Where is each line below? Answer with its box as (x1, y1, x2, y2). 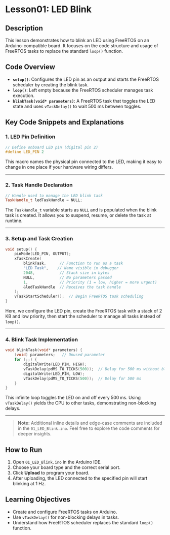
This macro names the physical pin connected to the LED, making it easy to (5, 159, 162, 165)
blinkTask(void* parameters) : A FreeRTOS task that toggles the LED (12, 98, 156, 104)
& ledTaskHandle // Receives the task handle (23, 285, 121, 290)
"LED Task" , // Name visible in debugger (23, 266, 119, 271)
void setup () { (5, 246, 37, 252)
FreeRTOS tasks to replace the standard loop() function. (5, 48, 123, 54)
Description (5, 24, 43, 33)
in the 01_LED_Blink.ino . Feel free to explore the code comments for (17, 425, 160, 431)
